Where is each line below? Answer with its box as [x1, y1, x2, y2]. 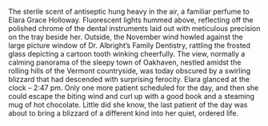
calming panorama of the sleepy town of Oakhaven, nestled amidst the [8, 57, 242, 67]
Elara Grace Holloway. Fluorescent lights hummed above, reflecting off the [8, 15, 254, 25]
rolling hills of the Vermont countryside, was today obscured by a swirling [8, 66, 251, 75]
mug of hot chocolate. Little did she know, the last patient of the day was [8, 100, 248, 109]
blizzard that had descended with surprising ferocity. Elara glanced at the [8, 75, 250, 84]
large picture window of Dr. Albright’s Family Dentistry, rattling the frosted [8, 41, 250, 50]
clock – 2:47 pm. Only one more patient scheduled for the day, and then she [8, 83, 259, 93]
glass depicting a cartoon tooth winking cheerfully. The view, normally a [8, 49, 246, 58]
